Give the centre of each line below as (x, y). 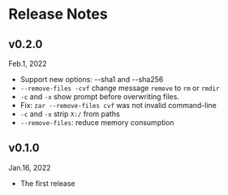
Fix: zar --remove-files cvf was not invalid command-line (118, 105)
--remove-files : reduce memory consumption (97, 122)
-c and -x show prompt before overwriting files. (100, 97)
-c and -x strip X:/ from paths (70, 114)
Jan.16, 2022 (30, 167)
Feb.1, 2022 (28, 63)
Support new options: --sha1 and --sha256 (92, 79)
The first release (47, 183)
